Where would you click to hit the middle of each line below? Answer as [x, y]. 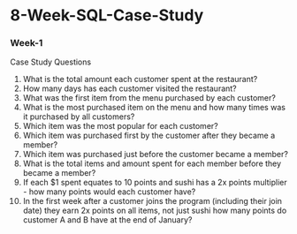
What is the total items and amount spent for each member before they [152, 163]
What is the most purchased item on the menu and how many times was [154, 108]
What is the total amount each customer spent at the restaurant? [140, 79]
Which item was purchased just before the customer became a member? [155, 155]
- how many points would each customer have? [109, 192]
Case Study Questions [51, 62]
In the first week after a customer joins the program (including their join [152, 201]
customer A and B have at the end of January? [107, 220]
